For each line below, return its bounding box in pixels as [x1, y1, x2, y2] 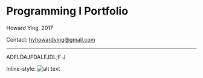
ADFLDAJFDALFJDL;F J [6, 53, 66, 60]
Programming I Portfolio [6, 4, 129, 18]
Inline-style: [6, 65, 36, 72]
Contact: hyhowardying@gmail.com [6, 36, 95, 43]
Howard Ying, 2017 [6, 24, 53, 31]
